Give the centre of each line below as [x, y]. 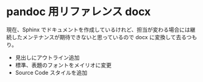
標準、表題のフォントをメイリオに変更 [63, 65]
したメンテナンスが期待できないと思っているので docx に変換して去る [99, 37]
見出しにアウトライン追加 [47, 57]
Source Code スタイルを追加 [51, 72]
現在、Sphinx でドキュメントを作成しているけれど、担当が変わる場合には [98, 30]
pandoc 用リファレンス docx [79, 12]
